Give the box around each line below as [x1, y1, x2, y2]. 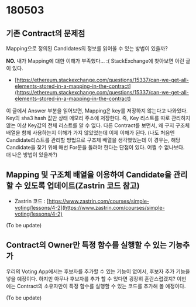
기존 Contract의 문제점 [6, 28, 85, 38]
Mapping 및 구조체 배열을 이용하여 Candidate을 [6, 170, 172, 180]
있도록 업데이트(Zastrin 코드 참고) [23, 181, 140, 191]
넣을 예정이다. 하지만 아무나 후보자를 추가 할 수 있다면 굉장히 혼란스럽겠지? [6, 275, 176, 282]
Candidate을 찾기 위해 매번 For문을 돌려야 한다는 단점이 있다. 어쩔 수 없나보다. [6, 144, 185, 151]
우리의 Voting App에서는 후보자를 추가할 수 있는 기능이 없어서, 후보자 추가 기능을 [6, 268, 190, 275]
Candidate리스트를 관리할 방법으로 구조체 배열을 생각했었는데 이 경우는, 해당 [6, 137, 181, 144]
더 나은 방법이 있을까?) [6, 151, 57, 158]
